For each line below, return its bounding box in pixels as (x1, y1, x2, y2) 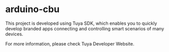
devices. (5, 31, 24, 37)
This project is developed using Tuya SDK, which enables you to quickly (5, 20, 157, 26)
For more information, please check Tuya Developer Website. (5, 40, 135, 46)
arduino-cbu (5, 4, 60, 15)
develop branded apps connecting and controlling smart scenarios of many (5, 25, 164, 31)
